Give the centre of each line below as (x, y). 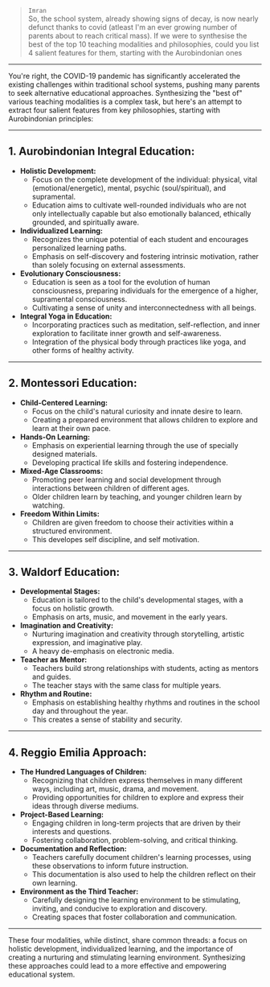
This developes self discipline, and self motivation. (115, 539)
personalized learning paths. (79, 248)
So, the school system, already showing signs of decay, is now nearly (143, 19)
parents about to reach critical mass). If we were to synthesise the (137, 36)
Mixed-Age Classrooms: (61, 471)
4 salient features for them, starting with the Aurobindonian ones (135, 53)
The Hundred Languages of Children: (83, 772)
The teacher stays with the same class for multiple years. (127, 685)
